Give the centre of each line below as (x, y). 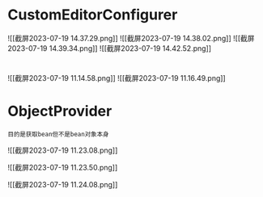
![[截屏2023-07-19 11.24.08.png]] (63, 185)
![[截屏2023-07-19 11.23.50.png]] (63, 168)
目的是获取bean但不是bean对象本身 (58, 135)
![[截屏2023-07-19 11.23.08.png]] (63, 150)
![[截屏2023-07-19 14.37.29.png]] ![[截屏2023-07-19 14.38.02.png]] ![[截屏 (131, 38)
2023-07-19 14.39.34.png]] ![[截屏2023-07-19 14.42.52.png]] (110, 48)
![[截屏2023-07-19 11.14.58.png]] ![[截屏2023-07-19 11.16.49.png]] (117, 78)
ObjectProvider (60, 111)
